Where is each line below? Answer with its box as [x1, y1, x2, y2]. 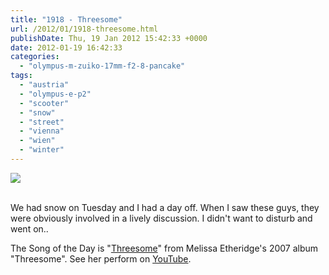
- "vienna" [19, 126, 65, 136]
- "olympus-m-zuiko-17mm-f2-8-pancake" [19, 61, 186, 71]
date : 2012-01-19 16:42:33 [10, 42, 123, 53]
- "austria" [19, 80, 70, 90]
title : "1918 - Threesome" [10, 14, 123, 25]
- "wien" [19, 136, 56, 146]
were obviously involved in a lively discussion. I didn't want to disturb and [10, 212, 313, 224]
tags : [10, 71, 33, 81]
